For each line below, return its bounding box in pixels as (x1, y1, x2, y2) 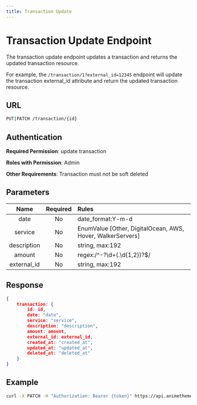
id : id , (27, 306, 46, 313)
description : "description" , (27, 323, 98, 329)
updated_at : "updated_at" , (27, 345, 93, 351)
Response (6, 280, 44, 291)
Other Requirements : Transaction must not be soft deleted (6, 171, 148, 178)
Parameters (6, 187, 50, 197)
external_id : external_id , (27, 334, 93, 340)
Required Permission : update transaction (6, 148, 107, 155)
